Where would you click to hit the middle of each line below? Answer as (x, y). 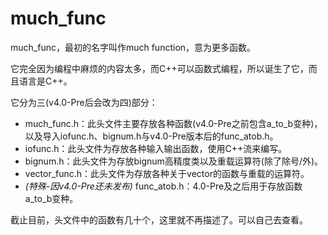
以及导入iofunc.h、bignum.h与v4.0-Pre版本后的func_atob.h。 (151, 136)
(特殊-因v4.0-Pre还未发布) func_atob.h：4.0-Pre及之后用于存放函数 (163, 186)
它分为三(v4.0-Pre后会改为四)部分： (84, 102)
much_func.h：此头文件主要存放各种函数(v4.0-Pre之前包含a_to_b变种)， (173, 123)
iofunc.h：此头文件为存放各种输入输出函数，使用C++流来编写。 (156, 148)
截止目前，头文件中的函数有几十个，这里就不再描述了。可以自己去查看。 (159, 219)
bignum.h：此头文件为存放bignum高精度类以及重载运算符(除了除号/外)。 (174, 161)
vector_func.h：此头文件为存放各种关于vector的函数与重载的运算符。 (167, 173)
